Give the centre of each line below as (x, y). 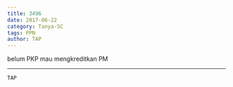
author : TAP (24, 39)
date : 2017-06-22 (32, 20)
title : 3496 (24, 13)
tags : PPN (21, 33)
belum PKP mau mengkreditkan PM (58, 59)
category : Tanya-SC (35, 26)
